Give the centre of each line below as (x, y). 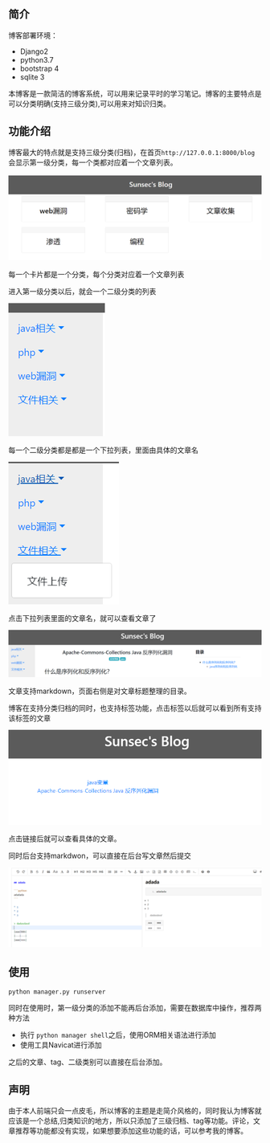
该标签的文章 (29, 718)
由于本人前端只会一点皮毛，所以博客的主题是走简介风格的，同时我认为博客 (131, 1111)
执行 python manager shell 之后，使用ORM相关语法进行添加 (118, 1035)
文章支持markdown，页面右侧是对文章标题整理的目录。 (100, 691)
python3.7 (37, 59)
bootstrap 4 (39, 68)
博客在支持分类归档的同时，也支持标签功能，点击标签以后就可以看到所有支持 (135, 708)
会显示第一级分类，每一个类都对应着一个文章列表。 (93, 162)
